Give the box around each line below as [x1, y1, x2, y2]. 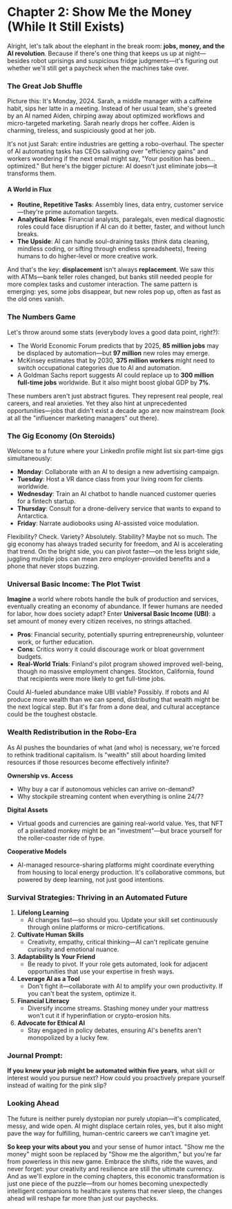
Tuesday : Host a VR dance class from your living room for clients [17, 475, 203, 484]
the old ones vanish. [7, 295, 65, 303]
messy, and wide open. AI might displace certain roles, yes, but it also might [7, 1122, 224, 1130]
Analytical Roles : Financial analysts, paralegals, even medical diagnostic [17, 215, 225, 224]
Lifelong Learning [17, 908, 69, 917]
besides [7, 56, 30, 64]
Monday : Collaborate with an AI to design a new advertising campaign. [17, 468, 220, 476]
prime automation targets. [44, 208, 119, 216]
